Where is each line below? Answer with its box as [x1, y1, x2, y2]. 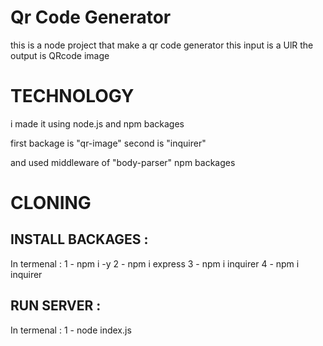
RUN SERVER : [10, 297, 102, 315]
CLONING [10, 192, 92, 215]
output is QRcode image [10, 49, 110, 61]
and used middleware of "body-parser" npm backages [10, 156, 236, 168]
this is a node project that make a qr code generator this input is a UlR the [10, 39, 314, 51]
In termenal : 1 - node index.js [10, 324, 132, 336]
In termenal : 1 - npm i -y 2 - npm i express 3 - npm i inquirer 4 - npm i [10, 257, 300, 270]
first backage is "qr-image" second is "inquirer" [10, 137, 207, 149]
